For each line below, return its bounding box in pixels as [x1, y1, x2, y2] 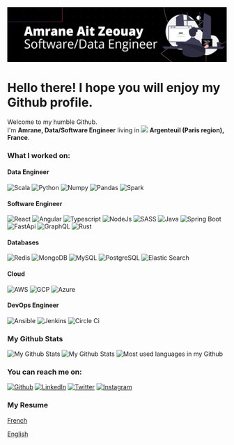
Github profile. [7, 95, 93, 111]
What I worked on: [7, 150, 71, 160]
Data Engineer [7, 168, 49, 176]
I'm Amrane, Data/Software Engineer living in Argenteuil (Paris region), [7, 125, 224, 134]
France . [7, 133, 30, 141]
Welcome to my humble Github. [7, 118, 97, 126]
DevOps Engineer [7, 301, 59, 309]
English [7, 430, 29, 438]
